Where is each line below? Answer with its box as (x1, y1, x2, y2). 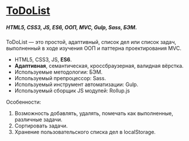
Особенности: (6, 98, 41, 106)
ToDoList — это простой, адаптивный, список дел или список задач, (6, 39, 177, 46)
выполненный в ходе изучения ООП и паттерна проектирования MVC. (6, 45, 182, 52)
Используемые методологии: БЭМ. (14, 68, 103, 75)
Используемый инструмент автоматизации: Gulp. (14, 81, 139, 88)
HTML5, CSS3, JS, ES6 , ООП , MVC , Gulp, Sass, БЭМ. (6, 23, 137, 30)
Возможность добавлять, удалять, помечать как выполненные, (14, 110, 173, 117)
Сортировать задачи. (14, 122, 68, 129)
